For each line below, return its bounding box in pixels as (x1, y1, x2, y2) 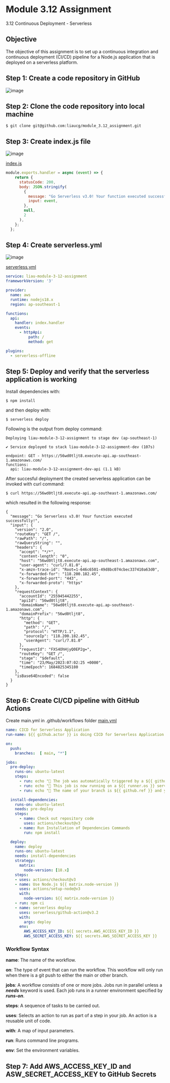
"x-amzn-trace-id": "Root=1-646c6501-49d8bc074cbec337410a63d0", (19, 567, 159, 572)
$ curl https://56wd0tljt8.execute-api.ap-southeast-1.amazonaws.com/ (6, 491, 157, 496)
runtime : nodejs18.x (10, 297, 53, 302)
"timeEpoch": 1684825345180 (19, 665, 79, 670)
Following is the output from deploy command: (6, 426, 103, 432)
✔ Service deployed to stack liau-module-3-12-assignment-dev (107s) (6, 444, 155, 450)
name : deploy (15, 844, 42, 849)
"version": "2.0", (15, 527, 53, 533)
